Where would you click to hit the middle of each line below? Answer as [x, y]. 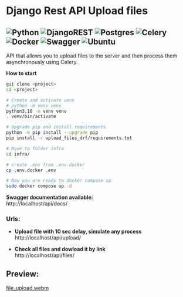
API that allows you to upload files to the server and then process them [92, 56]
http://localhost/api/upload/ [48, 238]
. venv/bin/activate [31, 117]
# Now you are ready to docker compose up [59, 181]
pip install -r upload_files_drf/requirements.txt [69, 138]
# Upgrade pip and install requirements [56, 127]
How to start [21, 73]
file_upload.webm [27, 288]
